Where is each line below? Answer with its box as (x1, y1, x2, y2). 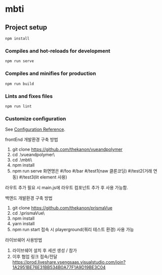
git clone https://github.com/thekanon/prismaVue (12, 205, 113, 211)
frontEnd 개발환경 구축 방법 (5, 137, 58, 142)
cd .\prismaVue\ (12, 210, 45, 216)
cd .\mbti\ (12, 157, 32, 163)
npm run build (5, 81, 34, 86)
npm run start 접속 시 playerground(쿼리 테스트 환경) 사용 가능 (12, 227, 134, 233)
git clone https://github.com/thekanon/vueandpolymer (12, 146, 123, 152)
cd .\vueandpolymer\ (12, 152, 55, 158)
